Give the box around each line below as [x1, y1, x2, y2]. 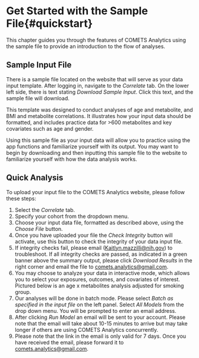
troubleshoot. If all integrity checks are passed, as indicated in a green [14, 251, 188, 258]
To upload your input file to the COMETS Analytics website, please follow [6, 188, 185, 195]
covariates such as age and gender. [6, 125, 94, 132]
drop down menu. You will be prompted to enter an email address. [14, 307, 176, 314]
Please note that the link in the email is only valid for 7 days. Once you [14, 332, 187, 340]
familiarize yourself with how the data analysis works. [6, 156, 138, 163]
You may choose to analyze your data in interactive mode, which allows [14, 269, 190, 277]
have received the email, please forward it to [14, 338, 124, 346]
